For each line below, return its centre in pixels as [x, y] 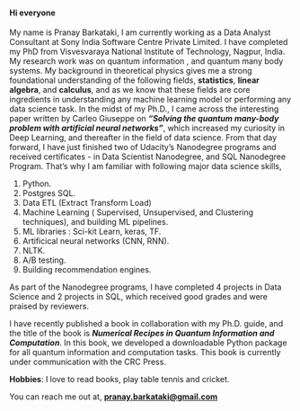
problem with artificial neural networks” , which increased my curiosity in [147, 128]
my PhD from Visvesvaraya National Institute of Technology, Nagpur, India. [147, 52]
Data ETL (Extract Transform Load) [87, 203]
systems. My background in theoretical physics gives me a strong [131, 71]
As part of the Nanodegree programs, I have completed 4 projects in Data [146, 287]
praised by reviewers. [49, 307]
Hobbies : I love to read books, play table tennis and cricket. [119, 380]
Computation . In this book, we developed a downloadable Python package [148, 343]
